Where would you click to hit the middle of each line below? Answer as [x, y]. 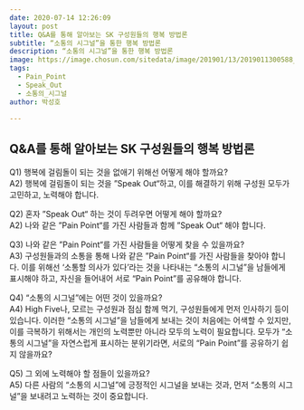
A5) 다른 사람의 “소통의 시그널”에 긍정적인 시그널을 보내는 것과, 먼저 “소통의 [143, 385]
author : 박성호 [35, 102]
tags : [19, 69]
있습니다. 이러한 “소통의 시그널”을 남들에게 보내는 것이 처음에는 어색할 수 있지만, [150, 320]
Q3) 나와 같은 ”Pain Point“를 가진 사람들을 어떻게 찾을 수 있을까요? [127, 244]
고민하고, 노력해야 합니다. [54, 195]
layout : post [34, 26]
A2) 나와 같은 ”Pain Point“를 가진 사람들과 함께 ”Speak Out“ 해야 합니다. [138, 225]
